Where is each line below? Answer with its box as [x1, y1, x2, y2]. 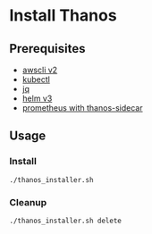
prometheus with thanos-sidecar [21, 103, 143, 113]
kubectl [21, 74, 51, 85]
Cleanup [9, 196, 47, 208]
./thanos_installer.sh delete [9, 216, 122, 225]
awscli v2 [21, 64, 58, 75]
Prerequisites [9, 41, 86, 56]
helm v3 [21, 93, 53, 104]
